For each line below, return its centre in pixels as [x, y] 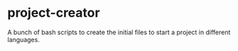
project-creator [54, 13]
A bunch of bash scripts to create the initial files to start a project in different [119, 32]
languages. [24, 39]
